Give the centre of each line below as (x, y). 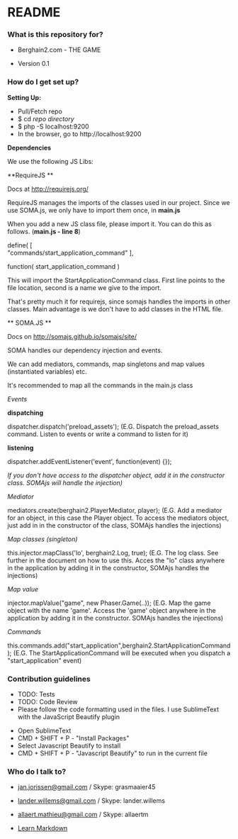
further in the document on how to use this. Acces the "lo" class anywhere (116, 560)
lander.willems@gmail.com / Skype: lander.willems (91, 801)
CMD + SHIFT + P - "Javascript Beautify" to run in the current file (112, 753)
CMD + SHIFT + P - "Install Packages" (73, 738)
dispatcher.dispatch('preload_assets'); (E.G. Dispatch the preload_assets (113, 426)
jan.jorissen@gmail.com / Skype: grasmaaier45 (86, 787)
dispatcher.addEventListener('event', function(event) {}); (90, 461)
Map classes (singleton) (42, 539)
